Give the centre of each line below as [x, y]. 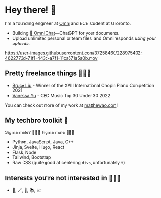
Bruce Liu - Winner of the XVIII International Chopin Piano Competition [83, 85]
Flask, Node [24, 152]
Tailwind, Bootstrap [32, 157]
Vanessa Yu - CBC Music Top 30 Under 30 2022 [61, 95]
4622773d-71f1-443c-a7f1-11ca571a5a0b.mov [51, 58]
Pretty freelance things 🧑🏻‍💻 [48, 74]
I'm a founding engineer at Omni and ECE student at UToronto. [68, 23]
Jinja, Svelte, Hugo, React [38, 147]
